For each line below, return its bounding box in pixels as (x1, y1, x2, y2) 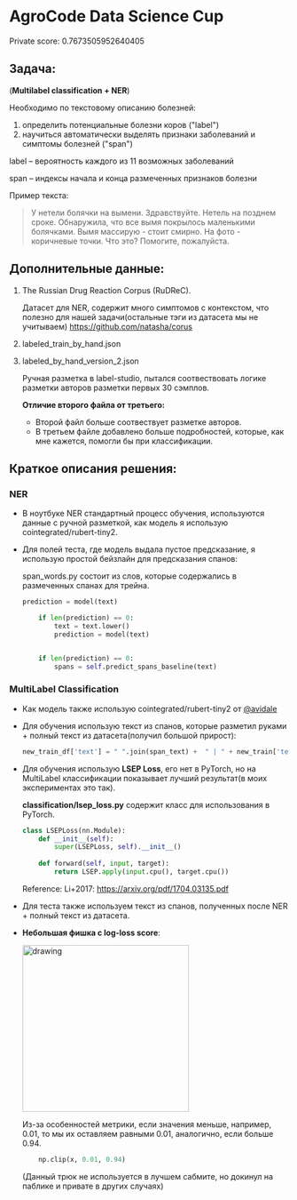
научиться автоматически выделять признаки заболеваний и (21, 129, 255, 140)
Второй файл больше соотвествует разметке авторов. (35, 416, 242, 428)
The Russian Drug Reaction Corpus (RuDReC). (21, 284, 191, 295)
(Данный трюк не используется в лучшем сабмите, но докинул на (21, 1171, 273, 1181)
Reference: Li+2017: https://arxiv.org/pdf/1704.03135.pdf (21, 883, 229, 894)
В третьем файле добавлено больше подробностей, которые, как (35, 426, 285, 436)
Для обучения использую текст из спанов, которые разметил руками (21, 720, 287, 731)
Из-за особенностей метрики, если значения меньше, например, (21, 1118, 272, 1130)
